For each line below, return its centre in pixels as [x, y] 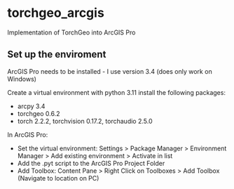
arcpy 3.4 [31, 106]
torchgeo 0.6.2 [39, 113]
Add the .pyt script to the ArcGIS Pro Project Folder [91, 163]
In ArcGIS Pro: [28, 134]
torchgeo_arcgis [56, 13]
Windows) [22, 79]
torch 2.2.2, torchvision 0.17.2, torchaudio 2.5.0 [85, 121]
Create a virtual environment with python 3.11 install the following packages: [117, 92]
